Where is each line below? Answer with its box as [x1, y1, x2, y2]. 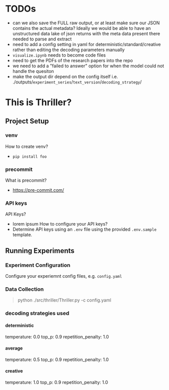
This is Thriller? [5, 97, 72, 108]
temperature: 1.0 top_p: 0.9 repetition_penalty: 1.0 [5, 379, 108, 385]
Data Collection [5, 286, 44, 293]
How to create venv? [5, 143, 48, 149]
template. [12, 232, 33, 238]
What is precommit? [5, 178, 47, 184]
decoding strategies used [5, 310, 70, 317]
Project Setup [5, 117, 49, 125]
